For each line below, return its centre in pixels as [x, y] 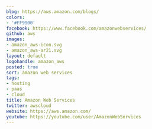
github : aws [21, 34]
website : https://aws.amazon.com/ [49, 111]
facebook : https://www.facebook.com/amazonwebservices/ [76, 28]
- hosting [18, 84]
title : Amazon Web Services [41, 100]
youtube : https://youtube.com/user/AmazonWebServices [74, 117]
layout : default [26, 56]
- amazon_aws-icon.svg [34, 45]
